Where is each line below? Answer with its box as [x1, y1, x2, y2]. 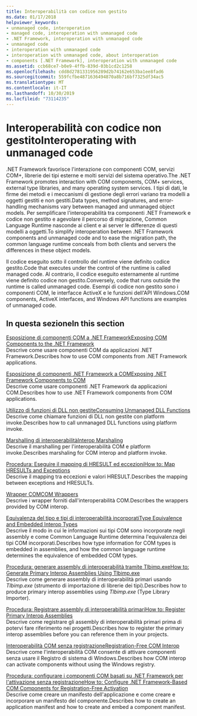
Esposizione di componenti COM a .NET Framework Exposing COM [6, 334, 167, 341]
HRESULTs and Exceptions [6, 467, 70, 474]
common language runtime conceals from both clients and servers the [6, 240, 176, 247]
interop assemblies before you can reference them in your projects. [6, 631, 169, 638]
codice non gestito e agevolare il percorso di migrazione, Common [6, 215, 167, 222]
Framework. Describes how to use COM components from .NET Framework [6, 353, 188, 360]
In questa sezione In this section [6, 318, 125, 329]
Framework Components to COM [6, 377, 86, 384]
